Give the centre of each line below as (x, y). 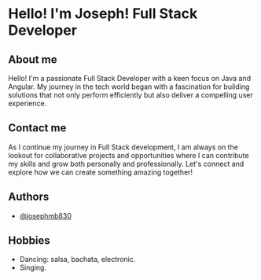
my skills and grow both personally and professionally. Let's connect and (126, 164)
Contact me (37, 128)
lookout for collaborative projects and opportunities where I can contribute (129, 155)
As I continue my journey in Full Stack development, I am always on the (123, 147)
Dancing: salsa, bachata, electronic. (77, 260)
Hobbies (29, 241)
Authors (29, 197)
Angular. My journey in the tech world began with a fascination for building (129, 87)
